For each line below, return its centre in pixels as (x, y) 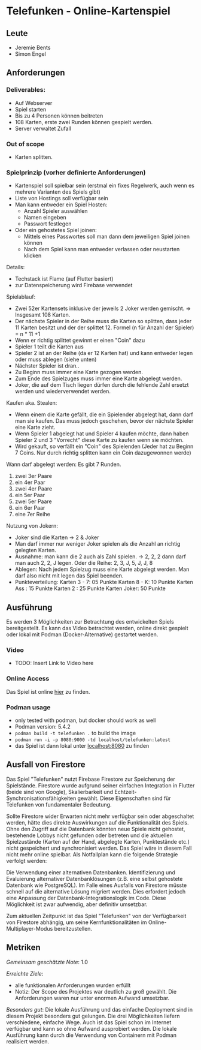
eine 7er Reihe (33, 515)
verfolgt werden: (27, 861)
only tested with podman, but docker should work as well (85, 720)
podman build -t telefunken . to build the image (75, 733)
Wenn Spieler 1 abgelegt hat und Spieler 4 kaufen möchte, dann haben (102, 434)
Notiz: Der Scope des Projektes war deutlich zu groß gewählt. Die (96, 991)
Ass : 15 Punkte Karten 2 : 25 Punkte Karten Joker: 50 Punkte (90, 588)
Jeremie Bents (33, 47)
